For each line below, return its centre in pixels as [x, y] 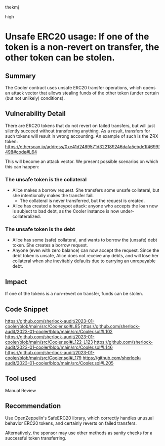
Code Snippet [27, 309]
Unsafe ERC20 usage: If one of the [77, 37]
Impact [16, 282]
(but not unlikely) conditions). [35, 98]
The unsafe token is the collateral [46, 179]
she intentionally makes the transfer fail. [53, 196]
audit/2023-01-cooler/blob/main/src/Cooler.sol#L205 [59, 363]
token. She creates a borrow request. [50, 245]
